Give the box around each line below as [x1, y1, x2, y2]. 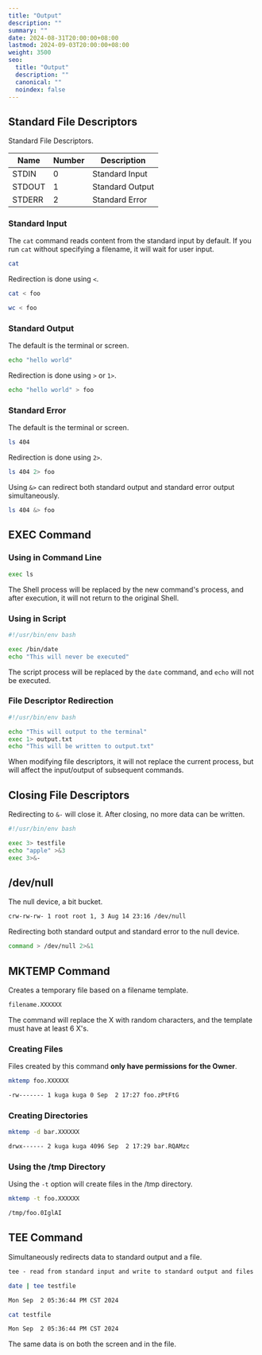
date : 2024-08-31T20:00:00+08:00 [8, 33, 119, 42]
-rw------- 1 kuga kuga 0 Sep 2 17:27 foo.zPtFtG [8, 1091, 179, 1100]
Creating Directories [8, 1110, 89, 1121]
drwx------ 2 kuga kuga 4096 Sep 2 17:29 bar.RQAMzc [8, 1143, 191, 1151]
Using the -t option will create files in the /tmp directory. [8, 1179, 193, 1189]
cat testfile [8, 1310, 52, 1318]
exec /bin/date [8, 645, 59, 653]
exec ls [8, 570, 34, 578]
